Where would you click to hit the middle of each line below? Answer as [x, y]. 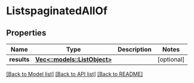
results [19, 59]
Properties [26, 33]
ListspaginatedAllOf [57, 11]
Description [135, 50]
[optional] [171, 59]
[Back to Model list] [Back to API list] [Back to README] [75, 74]
